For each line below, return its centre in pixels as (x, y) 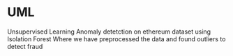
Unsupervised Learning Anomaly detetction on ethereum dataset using (109, 31)
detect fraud (25, 46)
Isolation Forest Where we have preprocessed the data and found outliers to (116, 38)
